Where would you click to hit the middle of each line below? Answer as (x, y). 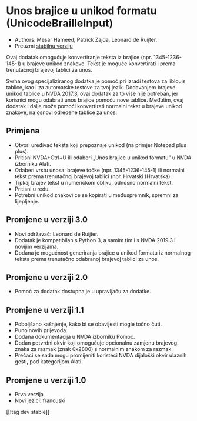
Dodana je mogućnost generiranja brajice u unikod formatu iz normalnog (103, 253)
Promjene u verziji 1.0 (46, 380)
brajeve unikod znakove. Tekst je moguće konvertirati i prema (101, 64)
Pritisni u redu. (32, 189)
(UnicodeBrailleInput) (60, 23)
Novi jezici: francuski (40, 400)
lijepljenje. (27, 201)
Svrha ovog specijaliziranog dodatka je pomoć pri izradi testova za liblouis (96, 81)
